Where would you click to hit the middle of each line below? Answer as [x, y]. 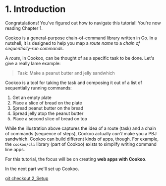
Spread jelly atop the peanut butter [48, 113]
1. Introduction [35, 9]
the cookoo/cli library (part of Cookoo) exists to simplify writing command [81, 144]
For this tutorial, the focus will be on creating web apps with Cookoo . [76, 159]
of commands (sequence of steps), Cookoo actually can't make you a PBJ [81, 133]
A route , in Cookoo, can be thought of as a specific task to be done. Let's [80, 58]
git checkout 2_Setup [27, 178]
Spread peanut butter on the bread [48, 108]
